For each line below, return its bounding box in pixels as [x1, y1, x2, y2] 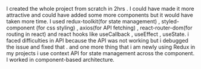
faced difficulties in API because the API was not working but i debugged [6, 37, 189, 44]
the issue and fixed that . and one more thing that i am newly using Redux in [6, 43, 196, 50]
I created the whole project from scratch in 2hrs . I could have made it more [6, 5, 195, 12]
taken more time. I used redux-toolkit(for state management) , [6, 18, 160, 25]
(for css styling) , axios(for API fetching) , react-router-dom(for [36, 24, 193, 31]
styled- [161, 18, 180, 25]
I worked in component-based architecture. [6, 56, 115, 63]
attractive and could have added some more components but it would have [6, 11, 194, 19]
